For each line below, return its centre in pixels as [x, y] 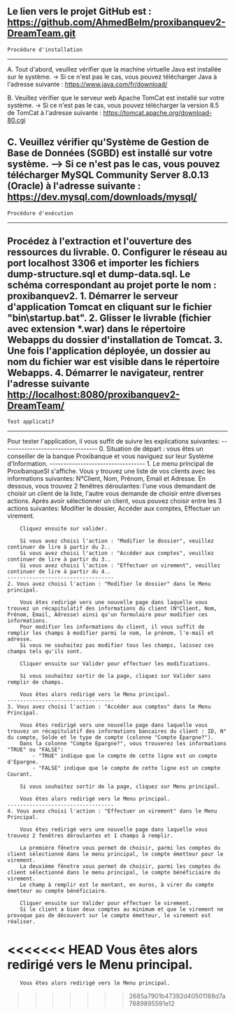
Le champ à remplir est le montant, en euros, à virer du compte [117, 885]
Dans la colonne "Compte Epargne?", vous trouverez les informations [123, 744]
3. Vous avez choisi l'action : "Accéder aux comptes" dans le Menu [109, 707]
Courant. [20, 775]
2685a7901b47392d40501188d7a [177, 996]
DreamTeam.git [41, 33]
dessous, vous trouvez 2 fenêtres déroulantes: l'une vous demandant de [112, 486]
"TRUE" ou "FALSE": [36, 750]
